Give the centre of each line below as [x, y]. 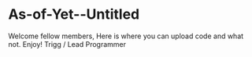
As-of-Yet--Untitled [74, 14]
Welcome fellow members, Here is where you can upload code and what [126, 36]
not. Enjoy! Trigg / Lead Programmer [67, 44]
